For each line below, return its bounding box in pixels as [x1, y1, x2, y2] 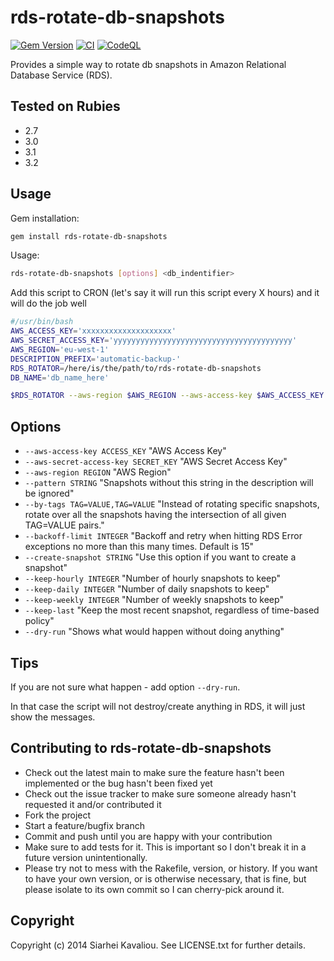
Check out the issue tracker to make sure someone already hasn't [24, 787, 297, 800]
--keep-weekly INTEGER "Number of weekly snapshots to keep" [24, 594, 284, 606]
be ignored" [24, 487, 75, 500]
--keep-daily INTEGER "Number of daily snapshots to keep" [24, 583, 270, 595]
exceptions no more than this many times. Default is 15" [24, 541, 255, 553]
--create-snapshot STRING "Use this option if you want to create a [24, 551, 297, 563]
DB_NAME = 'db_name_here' [10, 372, 110, 383]
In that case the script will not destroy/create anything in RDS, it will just [10, 700, 306, 712]
